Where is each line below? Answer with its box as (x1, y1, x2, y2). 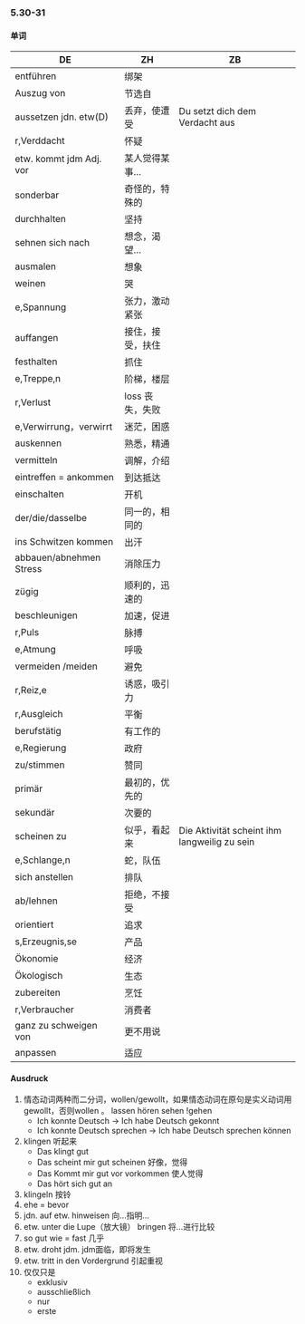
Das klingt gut (36, 1146, 90, 1157)
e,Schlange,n (14, 854, 71, 866)
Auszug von (14, 87, 66, 100)
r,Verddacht (14, 134, 66, 147)
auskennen (14, 437, 62, 449)
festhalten (14, 355, 58, 368)
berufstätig (14, 725, 62, 738)
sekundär (14, 807, 55, 819)
